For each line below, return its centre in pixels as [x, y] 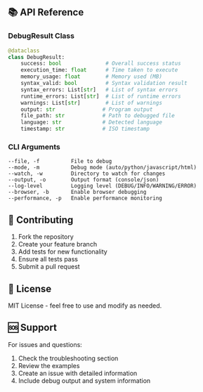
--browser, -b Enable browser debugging [77, 192]
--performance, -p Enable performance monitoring [85, 198]
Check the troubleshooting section [68, 358]
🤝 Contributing [41, 220]
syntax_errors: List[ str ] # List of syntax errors [99, 90]
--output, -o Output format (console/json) [84, 180]
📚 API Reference [46, 12]
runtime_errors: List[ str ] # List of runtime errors [101, 96]
